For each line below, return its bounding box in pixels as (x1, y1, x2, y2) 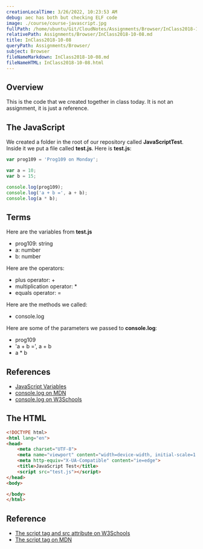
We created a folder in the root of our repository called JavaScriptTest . (6, 138, 184, 146)
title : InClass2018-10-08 (6, 37, 71, 43)
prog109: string (14, 240, 53, 248)
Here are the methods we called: (6, 301, 88, 308)
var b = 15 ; (6, 173, 36, 179)
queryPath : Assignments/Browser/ (6, 43, 91, 49)
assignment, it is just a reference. (6, 104, 89, 112)
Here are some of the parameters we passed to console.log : (6, 325, 157, 332)
